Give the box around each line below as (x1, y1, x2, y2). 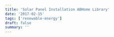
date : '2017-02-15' (5, 12, 45, 16)
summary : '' (5, 25, 29, 30)
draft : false (5, 20, 32, 25)
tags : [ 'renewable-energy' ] (5, 16, 62, 21)
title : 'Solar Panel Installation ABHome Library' (5, 7, 110, 12)
